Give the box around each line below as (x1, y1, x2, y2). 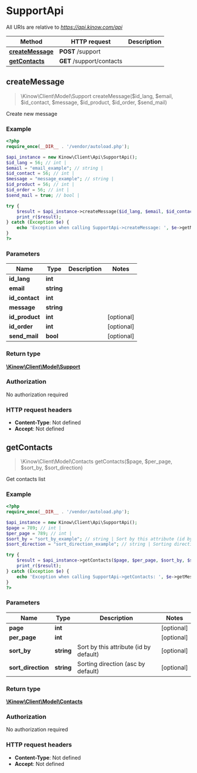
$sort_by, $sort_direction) (20, 464, 83, 471)
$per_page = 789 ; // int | (6, 530, 72, 536)
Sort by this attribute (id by (77, 643, 151, 651)
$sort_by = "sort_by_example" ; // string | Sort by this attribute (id (6, 536, 185, 542)
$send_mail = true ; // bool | (6, 192, 80, 198)
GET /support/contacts (59, 57, 123, 65)
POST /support (59, 47, 101, 55)
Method (20, 37, 43, 45)
